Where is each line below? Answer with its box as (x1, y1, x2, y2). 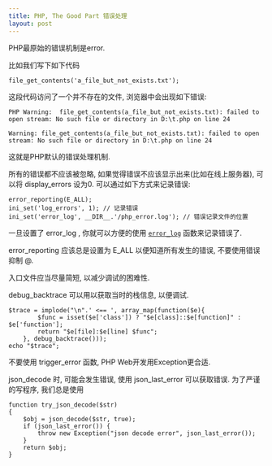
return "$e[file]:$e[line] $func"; (37, 327, 158, 336)
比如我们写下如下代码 (8, 60, 80, 70)
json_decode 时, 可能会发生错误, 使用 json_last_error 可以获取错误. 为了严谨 (8, 374, 261, 384)
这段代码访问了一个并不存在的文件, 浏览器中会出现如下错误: (8, 91, 207, 102)
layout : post (8, 20, 53, 28)
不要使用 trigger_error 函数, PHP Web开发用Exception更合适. (8, 357, 211, 367)
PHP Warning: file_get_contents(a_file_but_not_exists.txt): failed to (8, 107, 260, 116)
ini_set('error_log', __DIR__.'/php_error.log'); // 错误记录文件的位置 (8, 212, 249, 220)
